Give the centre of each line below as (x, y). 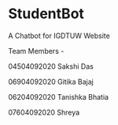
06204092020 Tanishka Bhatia (58, 97)
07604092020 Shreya (44, 112)
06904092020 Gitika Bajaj (51, 81)
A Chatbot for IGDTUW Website (59, 36)
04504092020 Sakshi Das (51, 66)
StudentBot (46, 14)
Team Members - (36, 51)
